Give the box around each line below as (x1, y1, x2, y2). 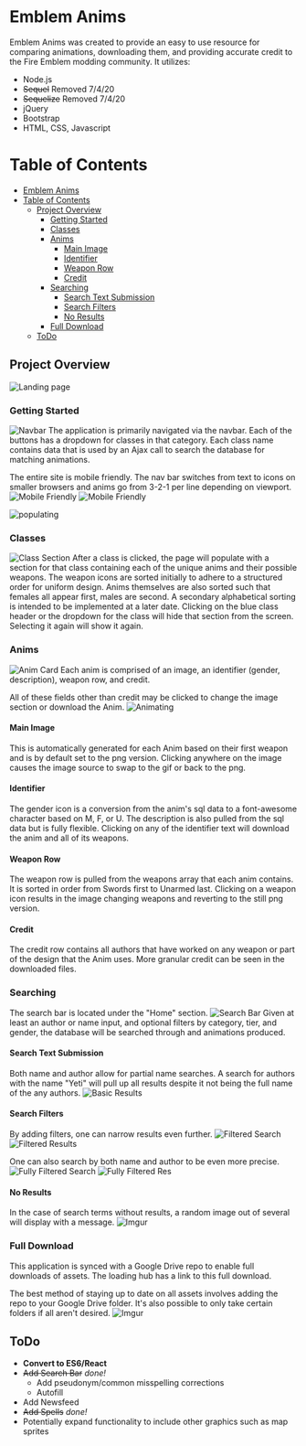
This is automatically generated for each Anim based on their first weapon (9, 743, 289, 754)
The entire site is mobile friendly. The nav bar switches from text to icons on (9, 471, 296, 482)
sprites (22, 1426, 49, 1437)
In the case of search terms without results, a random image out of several (9, 1207, 290, 1218)
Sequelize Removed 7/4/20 (22, 93, 126, 104)
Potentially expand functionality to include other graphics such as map (22, 1416, 289, 1428)
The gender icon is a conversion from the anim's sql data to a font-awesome (9, 803, 298, 814)
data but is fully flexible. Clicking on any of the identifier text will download (9, 822, 290, 833)
